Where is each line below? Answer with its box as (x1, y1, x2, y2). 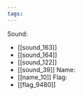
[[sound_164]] (17, 50, 57, 59)
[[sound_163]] (17, 43, 57, 51)
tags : (7, 10, 23, 18)
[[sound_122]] (17, 57, 57, 67)
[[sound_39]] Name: (17, 65, 76, 74)
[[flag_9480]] (17, 80, 56, 88)
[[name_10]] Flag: (17, 73, 68, 81)
